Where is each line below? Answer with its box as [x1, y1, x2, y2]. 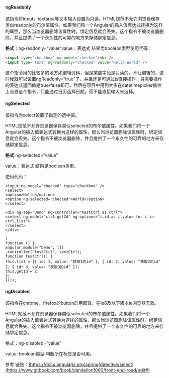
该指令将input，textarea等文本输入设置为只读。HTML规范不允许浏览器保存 [5, 16, 160, 22]
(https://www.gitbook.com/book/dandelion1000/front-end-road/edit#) [5, 367, 150, 373]
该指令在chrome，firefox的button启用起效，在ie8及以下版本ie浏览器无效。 [5, 300, 159, 306]
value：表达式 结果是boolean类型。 [5, 163, 79, 169]
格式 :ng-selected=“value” [5, 152, 58, 158]
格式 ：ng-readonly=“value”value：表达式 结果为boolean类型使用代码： [5, 45, 152, 51]
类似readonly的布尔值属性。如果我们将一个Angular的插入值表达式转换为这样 [5, 22, 163, 28]
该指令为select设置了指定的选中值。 [5, 112, 79, 118]
